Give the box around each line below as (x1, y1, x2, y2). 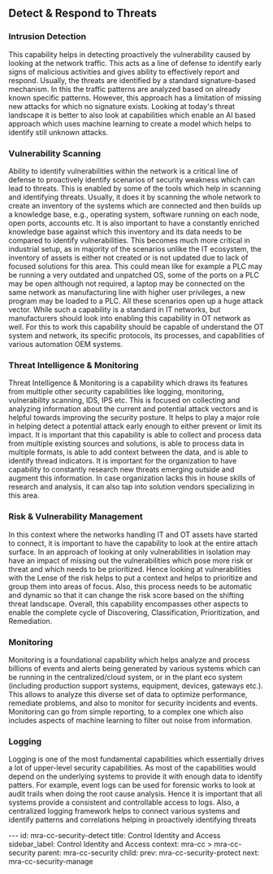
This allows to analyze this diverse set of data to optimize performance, (8, 689, 248, 699)
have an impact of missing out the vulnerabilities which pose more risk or (8, 556, 253, 565)
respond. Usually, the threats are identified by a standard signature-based (8, 75, 256, 85)
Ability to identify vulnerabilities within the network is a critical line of (8, 166, 239, 176)
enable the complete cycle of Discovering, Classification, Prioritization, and (8, 607, 260, 617)
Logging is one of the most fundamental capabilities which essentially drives (8, 754, 265, 764)
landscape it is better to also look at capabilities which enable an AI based (8, 110, 256, 120)
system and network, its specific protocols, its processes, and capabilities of (8, 330, 265, 340)
